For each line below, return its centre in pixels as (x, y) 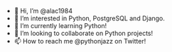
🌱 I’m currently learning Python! (60, 26)
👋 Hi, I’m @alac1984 (43, 11)
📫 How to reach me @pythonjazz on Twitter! (80, 41)
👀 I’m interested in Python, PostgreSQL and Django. (90, 18)
